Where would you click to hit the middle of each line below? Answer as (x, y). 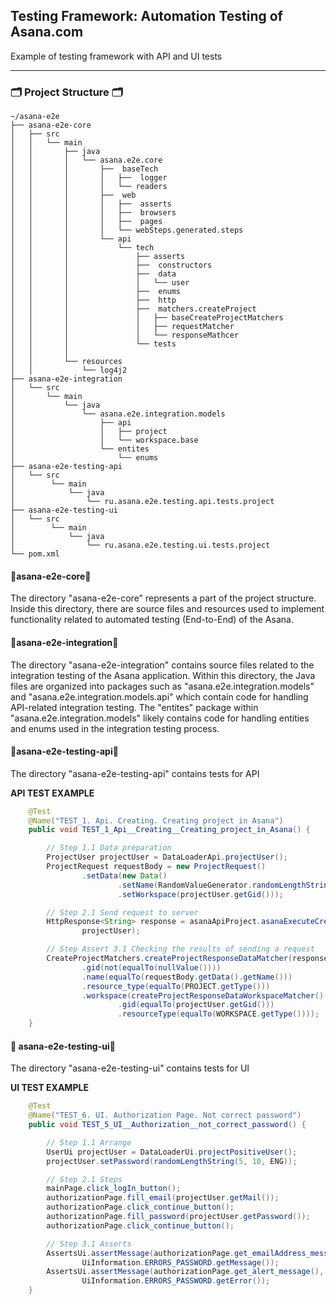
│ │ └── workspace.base (104, 440)
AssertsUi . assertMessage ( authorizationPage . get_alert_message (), (185, 1272)
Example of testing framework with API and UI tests (116, 56)
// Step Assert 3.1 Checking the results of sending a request (180, 949)
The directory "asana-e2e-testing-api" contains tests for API (135, 773)
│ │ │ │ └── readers (89, 187)
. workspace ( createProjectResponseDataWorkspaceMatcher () (203, 995)
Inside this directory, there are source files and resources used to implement (167, 609)
